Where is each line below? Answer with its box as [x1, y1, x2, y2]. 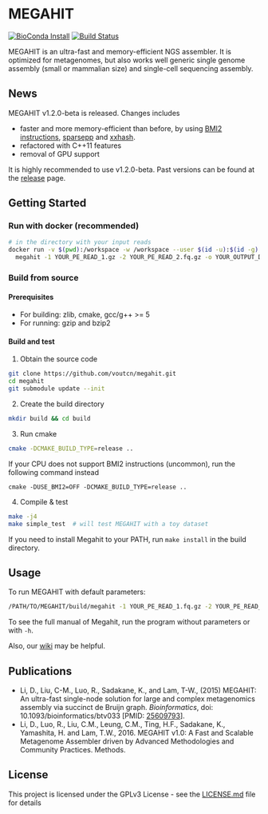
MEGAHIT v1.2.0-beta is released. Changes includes [8, 108, 180, 118]
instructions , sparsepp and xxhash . [19, 132, 136, 142]
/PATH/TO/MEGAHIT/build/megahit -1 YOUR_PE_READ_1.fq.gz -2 [8, 603, 213, 611]
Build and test [8, 337, 55, 346]
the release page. [8, 173, 66, 182]
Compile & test [19, 497, 69, 506]
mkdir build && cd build [8, 415, 91, 423]
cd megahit [8, 377, 45, 385]
